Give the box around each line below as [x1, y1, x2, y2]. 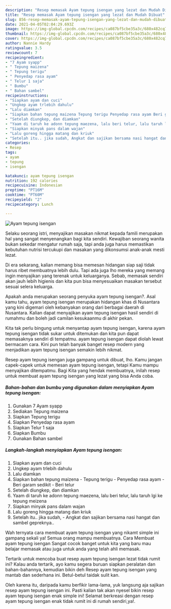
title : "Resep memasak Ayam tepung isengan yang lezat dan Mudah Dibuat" [5, 12, 165, 17]
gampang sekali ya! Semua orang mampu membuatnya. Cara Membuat [5, 534, 154, 541]
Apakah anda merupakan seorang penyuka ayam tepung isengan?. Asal [5, 293, 156, 299]
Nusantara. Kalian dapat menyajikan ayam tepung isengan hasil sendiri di [5, 309, 159, 315]
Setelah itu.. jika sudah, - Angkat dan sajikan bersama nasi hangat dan [12, 514, 160, 520]
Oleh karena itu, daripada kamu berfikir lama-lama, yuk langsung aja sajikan [5, 581, 164, 588]
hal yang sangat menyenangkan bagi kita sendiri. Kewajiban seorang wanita [5, 235, 164, 241]
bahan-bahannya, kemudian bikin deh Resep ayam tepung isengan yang [5, 566, 157, 572]
